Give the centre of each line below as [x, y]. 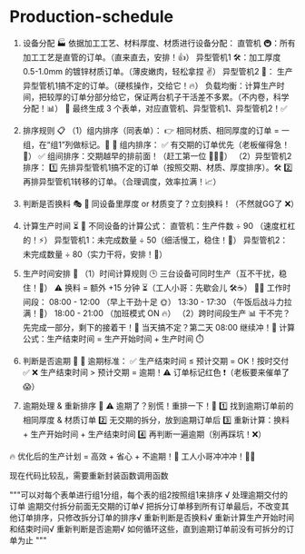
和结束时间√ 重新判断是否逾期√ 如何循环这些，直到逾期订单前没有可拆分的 [148, 529]
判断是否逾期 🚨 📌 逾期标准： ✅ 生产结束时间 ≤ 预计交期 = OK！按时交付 [156, 361]
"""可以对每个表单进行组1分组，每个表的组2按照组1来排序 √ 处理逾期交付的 [149, 495]
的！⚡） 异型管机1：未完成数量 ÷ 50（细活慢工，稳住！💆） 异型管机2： [155, 240]
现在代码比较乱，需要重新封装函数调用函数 [89, 475]
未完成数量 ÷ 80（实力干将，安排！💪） [95, 254]
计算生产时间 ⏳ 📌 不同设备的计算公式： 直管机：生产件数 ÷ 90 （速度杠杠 [159, 225]
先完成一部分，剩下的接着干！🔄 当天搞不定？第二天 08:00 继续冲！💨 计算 [159, 327]
